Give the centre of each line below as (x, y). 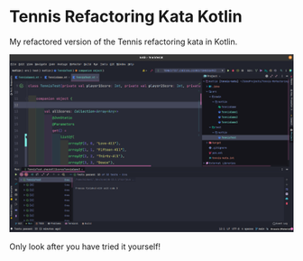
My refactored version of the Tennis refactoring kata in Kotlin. (124, 42)
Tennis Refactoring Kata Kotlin (126, 17)
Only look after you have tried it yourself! (85, 247)
